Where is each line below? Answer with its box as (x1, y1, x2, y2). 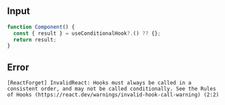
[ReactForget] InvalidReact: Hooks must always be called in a (7, 80, 192, 87)
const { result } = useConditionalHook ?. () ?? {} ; (13, 30, 161, 37)
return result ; (13, 36, 57, 43)
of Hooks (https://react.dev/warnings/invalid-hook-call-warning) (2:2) (7, 91, 220, 98)
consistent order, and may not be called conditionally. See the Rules (7, 85, 216, 93)
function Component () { (7, 23, 75, 30)
